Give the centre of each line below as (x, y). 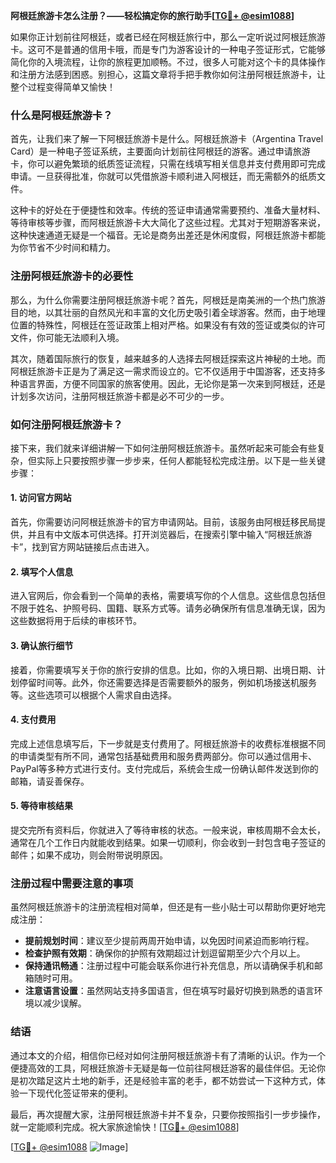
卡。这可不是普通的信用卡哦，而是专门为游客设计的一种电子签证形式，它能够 (168, 49)
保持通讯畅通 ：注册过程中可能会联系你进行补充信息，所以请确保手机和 (169, 966)
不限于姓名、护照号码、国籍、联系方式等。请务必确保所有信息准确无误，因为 (168, 608)
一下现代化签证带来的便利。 (75, 1093)
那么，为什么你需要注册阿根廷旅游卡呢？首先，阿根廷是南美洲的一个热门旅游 (168, 300)
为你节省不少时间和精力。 (63, 248)
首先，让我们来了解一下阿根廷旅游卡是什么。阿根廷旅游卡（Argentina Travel (167, 139)
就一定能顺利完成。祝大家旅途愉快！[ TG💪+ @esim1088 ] (125, 1126)
